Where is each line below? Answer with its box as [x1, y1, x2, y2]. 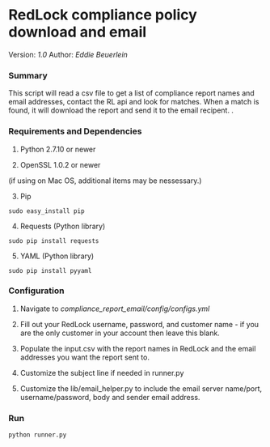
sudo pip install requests [8, 236, 99, 245]
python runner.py [8, 431, 67, 439]
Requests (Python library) [19, 221, 106, 231]
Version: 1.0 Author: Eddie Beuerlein [8, 49, 128, 59]
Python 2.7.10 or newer [19, 144, 96, 154]
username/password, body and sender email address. [19, 392, 200, 402]
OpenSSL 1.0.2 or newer [19, 160, 101, 169]
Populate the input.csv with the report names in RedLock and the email [19, 343, 256, 353]
